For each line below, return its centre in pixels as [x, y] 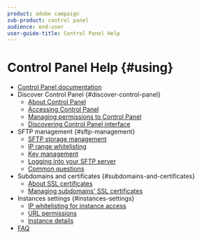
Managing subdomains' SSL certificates [85, 191]
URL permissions [52, 213]
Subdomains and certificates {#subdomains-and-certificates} [106, 176]
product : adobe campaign [43, 14]
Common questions [56, 169]
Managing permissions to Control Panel [85, 117]
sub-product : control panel [48, 20]
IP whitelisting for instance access [77, 206]
